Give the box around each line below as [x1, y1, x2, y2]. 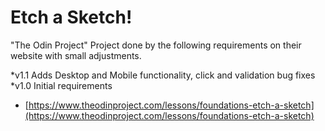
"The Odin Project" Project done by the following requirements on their [10, 39, 302, 51]
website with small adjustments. [10, 49, 142, 61]
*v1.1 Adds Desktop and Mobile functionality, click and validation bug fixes [10, 69, 316, 81]
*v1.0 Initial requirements [10, 79, 113, 91]
